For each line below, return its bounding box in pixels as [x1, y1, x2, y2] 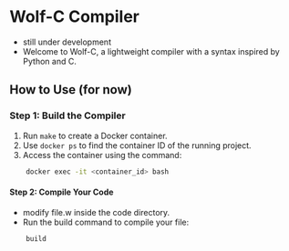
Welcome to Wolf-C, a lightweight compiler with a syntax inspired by [22, 45, 280, 56]
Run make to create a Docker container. [22, 130, 168, 141]
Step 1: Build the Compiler [9, 109, 126, 122]
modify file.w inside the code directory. [22, 206, 170, 217]
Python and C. [22, 55, 77, 66]
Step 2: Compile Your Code [9, 186, 114, 197]
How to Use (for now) [9, 82, 132, 97]
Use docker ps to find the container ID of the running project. [22, 139, 253, 151]
